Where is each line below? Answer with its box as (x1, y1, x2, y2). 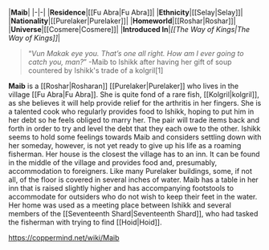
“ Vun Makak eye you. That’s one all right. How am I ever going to (27, 49, 244, 58)
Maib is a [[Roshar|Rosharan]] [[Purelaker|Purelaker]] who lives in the (8, 81, 239, 91)
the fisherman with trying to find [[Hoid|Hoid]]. (8, 217, 162, 227)
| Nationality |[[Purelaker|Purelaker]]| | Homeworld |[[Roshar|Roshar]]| (8, 16, 236, 26)
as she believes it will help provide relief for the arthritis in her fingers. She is (8, 99, 262, 107)
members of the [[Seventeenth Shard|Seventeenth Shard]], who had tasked (8, 209, 259, 218)
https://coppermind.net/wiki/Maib (8, 233, 120, 242)
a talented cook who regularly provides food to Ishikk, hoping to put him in (8, 107, 255, 116)
